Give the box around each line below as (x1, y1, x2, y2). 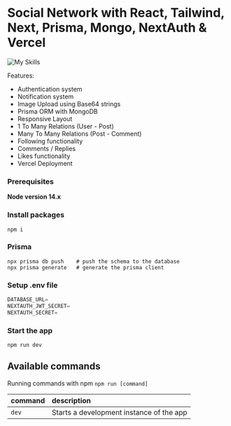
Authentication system (17, 85, 83, 93)
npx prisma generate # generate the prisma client (7, 264, 164, 271)
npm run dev (7, 341, 42, 349)
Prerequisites (7, 176, 54, 186)
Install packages (7, 210, 65, 220)
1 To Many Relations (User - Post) (17, 122, 114, 130)
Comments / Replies (17, 144, 76, 152)
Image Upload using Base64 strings (17, 99, 121, 108)
